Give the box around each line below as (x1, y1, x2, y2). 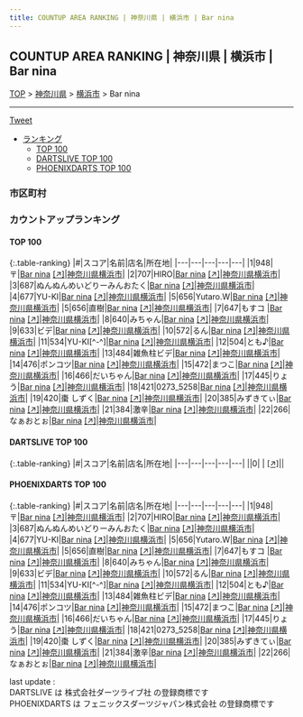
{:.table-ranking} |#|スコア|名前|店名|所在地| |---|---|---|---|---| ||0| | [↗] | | (9, 457, 285, 469)
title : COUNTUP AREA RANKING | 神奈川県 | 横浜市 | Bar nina (9, 13, 234, 23)
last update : (9, 676, 56, 686)
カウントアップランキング (9, 214, 120, 226)
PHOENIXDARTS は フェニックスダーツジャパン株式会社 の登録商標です (9, 698, 275, 709)
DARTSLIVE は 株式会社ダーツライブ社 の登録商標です (9, 686, 209, 697)
